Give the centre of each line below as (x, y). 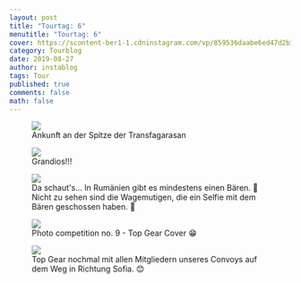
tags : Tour (30, 76)
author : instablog (43, 68)
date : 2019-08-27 (42, 59)
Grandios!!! (52, 161)
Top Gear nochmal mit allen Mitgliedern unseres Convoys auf (145, 260)
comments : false (39, 92)
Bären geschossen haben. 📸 (84, 207)
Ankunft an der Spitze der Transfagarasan (109, 135)
